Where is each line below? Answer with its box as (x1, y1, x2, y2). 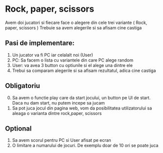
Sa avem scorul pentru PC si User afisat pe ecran (12, 137, 111, 143)
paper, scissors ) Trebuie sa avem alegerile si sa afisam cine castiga (5, 24, 142, 30)
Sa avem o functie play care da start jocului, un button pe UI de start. (12, 94, 151, 101)
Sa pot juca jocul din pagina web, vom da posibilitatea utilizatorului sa (12, 105, 152, 111)
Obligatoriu (5, 82, 41, 90)
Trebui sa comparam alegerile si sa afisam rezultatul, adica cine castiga (12, 67, 156, 73)
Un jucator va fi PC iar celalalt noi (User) (12, 52, 94, 58)
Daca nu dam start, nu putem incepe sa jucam (12, 100, 105, 106)
